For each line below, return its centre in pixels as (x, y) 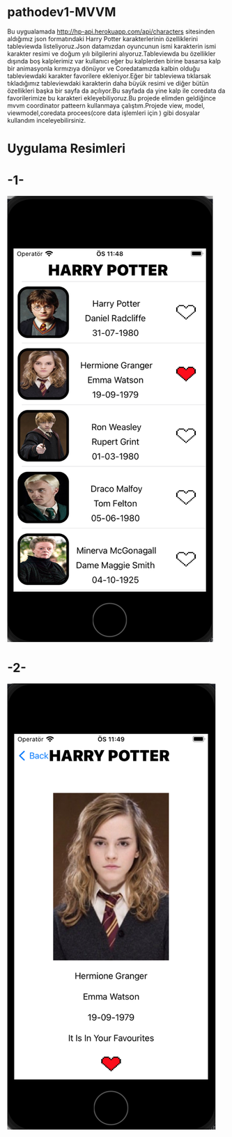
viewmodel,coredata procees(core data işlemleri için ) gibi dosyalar (104, 113)
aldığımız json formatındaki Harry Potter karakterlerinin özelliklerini (103, 38)
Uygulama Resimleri (67, 149)
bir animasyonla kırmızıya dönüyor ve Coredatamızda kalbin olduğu (103, 68)
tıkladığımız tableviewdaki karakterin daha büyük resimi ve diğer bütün (108, 83)
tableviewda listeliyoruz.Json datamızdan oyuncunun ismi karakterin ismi (112, 46)
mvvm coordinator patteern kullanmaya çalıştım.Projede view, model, (106, 105)
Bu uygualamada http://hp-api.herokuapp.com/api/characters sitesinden (111, 31)
